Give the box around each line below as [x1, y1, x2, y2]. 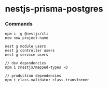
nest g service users [5, 52, 49, 57]
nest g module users [5, 44, 47, 49]
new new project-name [5, 36, 49, 40]
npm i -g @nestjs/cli [5, 31, 49, 37]
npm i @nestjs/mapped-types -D [5, 65, 68, 70]
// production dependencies [5, 74, 62, 78]
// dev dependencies [5, 61, 47, 66]
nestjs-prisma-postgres [5, 3, 104, 14]
